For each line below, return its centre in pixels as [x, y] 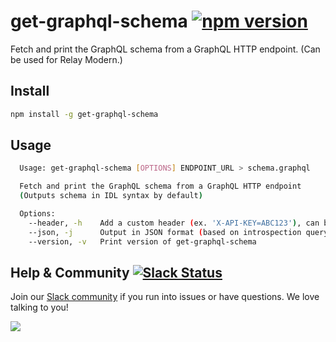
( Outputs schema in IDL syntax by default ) [111, 196]
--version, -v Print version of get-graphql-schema [142, 241]
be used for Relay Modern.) [66, 59]
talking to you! [39, 307]
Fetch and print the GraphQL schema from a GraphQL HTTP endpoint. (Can [165, 49]
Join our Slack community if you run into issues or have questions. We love [165, 297]
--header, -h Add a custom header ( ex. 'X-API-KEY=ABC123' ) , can [174, 223]
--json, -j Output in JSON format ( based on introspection [165, 232]
